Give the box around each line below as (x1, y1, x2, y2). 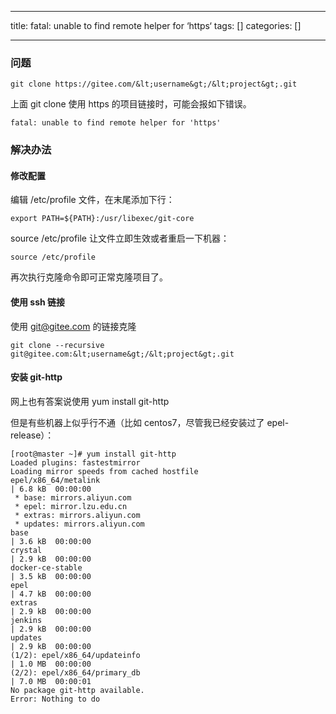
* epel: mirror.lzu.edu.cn (14, 501, 128, 511)
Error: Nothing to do (10, 694, 101, 704)
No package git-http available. (10, 685, 145, 695)
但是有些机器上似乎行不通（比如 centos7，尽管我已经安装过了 (10, 416, 265, 428)
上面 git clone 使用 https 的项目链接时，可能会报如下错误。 (10, 98, 252, 110)
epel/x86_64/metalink (10, 475, 101, 485)
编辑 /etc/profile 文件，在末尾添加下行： (10, 194, 175, 206)
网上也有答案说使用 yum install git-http (10, 395, 170, 407)
